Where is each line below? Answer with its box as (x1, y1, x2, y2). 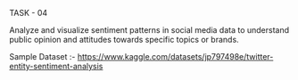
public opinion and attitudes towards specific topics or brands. (9, 35, 239, 44)
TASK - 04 (9, 8, 48, 18)
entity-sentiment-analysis (9, 61, 103, 71)
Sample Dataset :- (9, 52, 76, 61)
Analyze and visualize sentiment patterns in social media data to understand (9, 25, 290, 35)
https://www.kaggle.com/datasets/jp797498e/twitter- (77, 52, 274, 61)
